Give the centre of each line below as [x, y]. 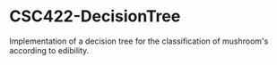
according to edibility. [49, 50]
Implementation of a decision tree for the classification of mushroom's [139, 41]
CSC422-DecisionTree [95, 16]
